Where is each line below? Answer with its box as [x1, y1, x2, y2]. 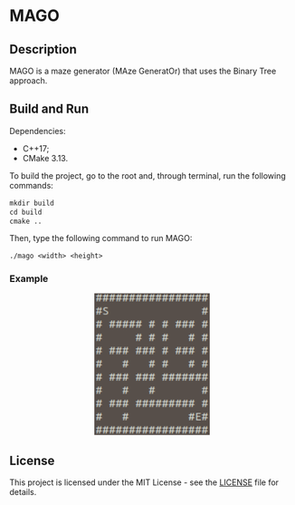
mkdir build [9, 199, 54, 208]
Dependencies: [9, 125, 66, 136]
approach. [9, 75, 48, 86]
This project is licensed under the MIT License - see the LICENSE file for [9, 477, 279, 488]
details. [9, 486, 37, 497]
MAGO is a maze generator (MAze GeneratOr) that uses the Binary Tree [9, 65, 277, 76]
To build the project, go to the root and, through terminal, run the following [9, 170, 287, 181]
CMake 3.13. [22, 152, 69, 163]
